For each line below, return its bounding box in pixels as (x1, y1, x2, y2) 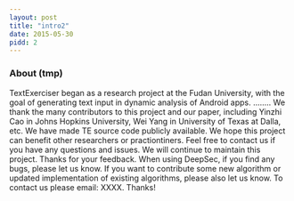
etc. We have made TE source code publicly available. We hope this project (9, 125, 286, 136)
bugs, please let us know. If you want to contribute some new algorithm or (9, 163, 282, 173)
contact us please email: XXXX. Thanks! (9, 181, 156, 192)
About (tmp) (9, 68, 63, 80)
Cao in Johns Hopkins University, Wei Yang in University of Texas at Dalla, (9, 116, 282, 126)
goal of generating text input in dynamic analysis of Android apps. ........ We (9, 97, 286, 108)
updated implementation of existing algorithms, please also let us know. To (9, 173, 283, 183)
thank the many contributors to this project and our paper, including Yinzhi (9, 106, 282, 117)
